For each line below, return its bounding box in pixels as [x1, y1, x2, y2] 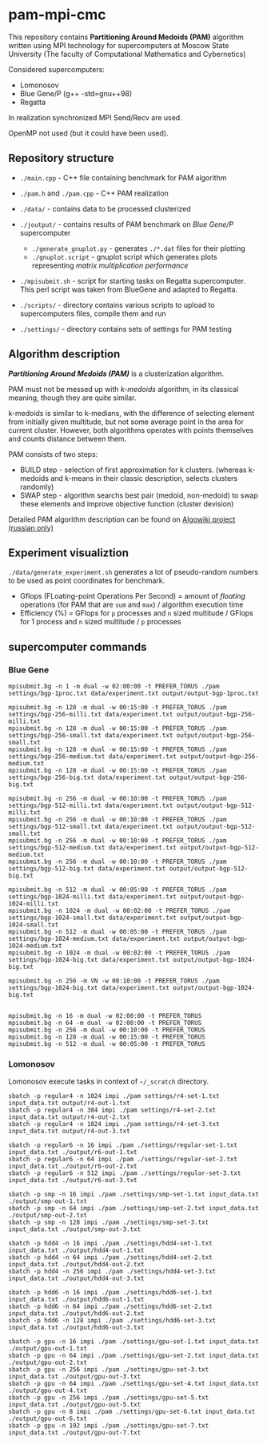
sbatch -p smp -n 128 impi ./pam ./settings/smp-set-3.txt [8, 1218, 209, 1227]
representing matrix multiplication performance [31, 260, 189, 270]
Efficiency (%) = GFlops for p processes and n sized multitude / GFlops [19, 608, 253, 618]
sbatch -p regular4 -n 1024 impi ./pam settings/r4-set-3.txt [8, 1120, 220, 1128]
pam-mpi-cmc [8, 6, 106, 24]
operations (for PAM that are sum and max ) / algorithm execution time [19, 599, 244, 610]
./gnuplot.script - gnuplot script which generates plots [31, 252, 217, 261]
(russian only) [8, 523, 54, 532]
